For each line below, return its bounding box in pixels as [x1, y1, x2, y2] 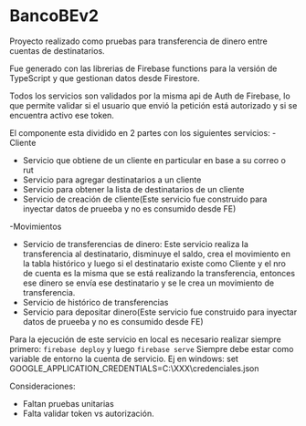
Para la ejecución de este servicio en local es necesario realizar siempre [9, 334, 281, 345]
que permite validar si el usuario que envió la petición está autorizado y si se [9, 99, 298, 110]
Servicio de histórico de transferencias [22, 296, 169, 307]
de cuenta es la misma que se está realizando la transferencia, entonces [22, 267, 295, 278]
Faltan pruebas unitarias [22, 398, 114, 409]
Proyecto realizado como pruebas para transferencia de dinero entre [9, 36, 268, 47]
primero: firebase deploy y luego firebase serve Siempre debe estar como [9, 343, 294, 354]
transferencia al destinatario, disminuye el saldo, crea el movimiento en [22, 248, 290, 259]
